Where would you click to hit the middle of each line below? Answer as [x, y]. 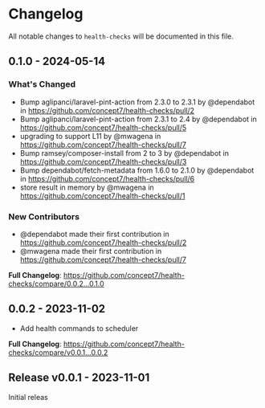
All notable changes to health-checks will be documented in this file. [121, 36]
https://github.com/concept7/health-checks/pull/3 [103, 161]
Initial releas [28, 397]
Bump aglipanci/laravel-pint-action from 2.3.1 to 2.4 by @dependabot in [138, 119]
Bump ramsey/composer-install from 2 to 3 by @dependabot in [124, 153]
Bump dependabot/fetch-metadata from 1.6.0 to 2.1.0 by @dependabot [137, 170]
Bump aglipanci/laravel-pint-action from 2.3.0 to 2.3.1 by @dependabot [137, 102]
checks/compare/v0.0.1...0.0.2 [58, 352]
